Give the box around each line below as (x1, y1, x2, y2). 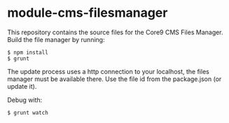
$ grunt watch (7, 109, 49, 116)
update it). (7, 82, 37, 90)
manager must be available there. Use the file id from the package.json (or (7, 75, 222, 83)
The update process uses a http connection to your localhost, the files (7, 67, 210, 75)
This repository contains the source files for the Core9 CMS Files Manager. (7, 28, 223, 36)
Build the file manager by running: (7, 35, 105, 43)
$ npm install (7, 49, 49, 56)
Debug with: (7, 96, 43, 104)
